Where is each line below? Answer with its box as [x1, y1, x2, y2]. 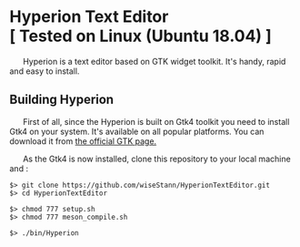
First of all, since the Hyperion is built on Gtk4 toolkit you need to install [22, 116, 290, 127]
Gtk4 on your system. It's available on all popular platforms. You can [9, 126, 265, 137]
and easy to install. [9, 66, 80, 77]
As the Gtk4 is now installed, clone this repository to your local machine [22, 153, 291, 164]
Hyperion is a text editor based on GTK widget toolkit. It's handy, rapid [22, 56, 286, 67]
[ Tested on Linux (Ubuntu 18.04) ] [9, 26, 273, 46]
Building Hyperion [9, 92, 115, 108]
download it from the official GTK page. [9, 135, 157, 147]
